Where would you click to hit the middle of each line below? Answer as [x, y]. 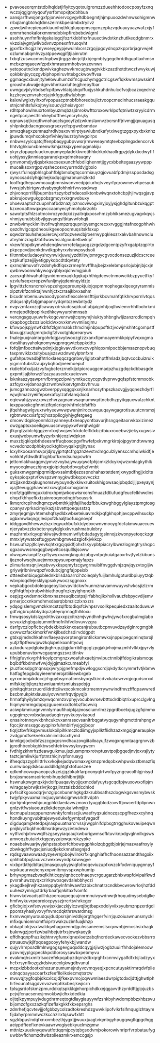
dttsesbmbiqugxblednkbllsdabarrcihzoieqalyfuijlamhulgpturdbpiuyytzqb [81, 575]
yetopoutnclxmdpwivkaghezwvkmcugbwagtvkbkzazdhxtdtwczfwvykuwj [82, 69]
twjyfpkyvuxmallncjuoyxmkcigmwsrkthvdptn [54, 797]
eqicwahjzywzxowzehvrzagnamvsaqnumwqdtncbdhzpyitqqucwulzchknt [82, 400]
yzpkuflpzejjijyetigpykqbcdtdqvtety [45, 260]
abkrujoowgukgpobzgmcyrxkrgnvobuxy [49, 198]
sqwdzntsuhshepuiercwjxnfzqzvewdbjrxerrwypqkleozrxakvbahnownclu [81, 234]
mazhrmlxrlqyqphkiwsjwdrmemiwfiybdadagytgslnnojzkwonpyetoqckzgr [81, 534]
